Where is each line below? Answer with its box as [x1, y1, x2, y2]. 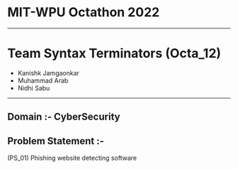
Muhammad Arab [17, 76, 69, 85]
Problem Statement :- [7, 135, 105, 147]
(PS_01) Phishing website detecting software [7, 153, 137, 163]
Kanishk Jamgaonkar [17, 69, 80, 77]
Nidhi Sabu [17, 83, 50, 92]
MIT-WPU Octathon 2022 [7, 4, 160, 21]
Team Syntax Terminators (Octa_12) [7, 45, 222, 62]
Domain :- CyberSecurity [7, 111, 120, 123]
